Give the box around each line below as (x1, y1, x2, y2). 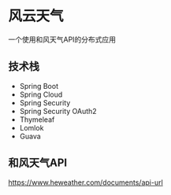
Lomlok (19, 123, 44, 132)
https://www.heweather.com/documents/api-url (8, 178, 163, 187)
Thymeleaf (19, 115, 55, 124)
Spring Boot (19, 81, 59, 90)
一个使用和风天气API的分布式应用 (8, 35, 117, 44)
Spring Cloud (19, 90, 63, 99)
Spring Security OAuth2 (19, 106, 97, 116)
